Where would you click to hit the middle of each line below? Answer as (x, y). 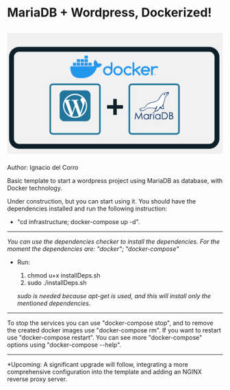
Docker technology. (35, 188)
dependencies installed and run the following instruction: (87, 208)
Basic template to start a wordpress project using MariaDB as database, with (115, 180)
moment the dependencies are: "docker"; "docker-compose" (93, 249)
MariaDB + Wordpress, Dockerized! (110, 13)
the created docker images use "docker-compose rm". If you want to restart (114, 330)
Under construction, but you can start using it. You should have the (102, 201)
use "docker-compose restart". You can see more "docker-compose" (105, 337)
